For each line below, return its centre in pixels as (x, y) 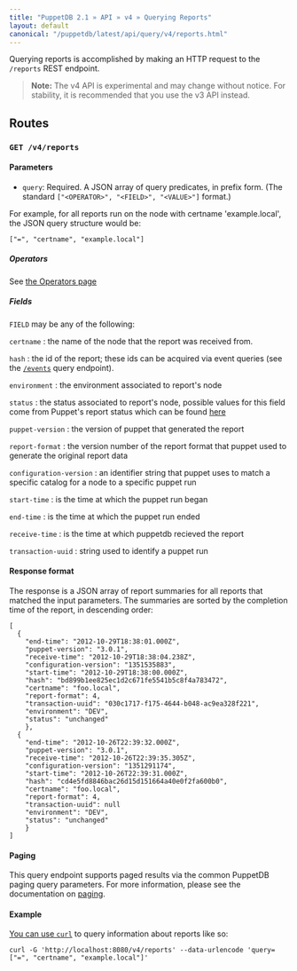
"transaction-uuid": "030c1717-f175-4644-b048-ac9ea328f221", (142, 704)
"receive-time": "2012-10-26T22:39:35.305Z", (111, 758)
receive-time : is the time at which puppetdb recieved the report (127, 533)
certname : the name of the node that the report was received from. (131, 341)
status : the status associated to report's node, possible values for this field (147, 402)
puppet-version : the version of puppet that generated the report (127, 429)
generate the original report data (69, 455)
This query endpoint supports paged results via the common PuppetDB (139, 875)
